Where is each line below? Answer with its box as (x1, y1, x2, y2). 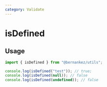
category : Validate (5, 7, 45, 12)
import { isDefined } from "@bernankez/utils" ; (5, 60, 103, 65)
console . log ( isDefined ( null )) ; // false (5, 73, 88, 78)
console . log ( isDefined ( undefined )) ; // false (5, 78, 98, 83)
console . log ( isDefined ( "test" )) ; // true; (5, 69, 92, 73)
